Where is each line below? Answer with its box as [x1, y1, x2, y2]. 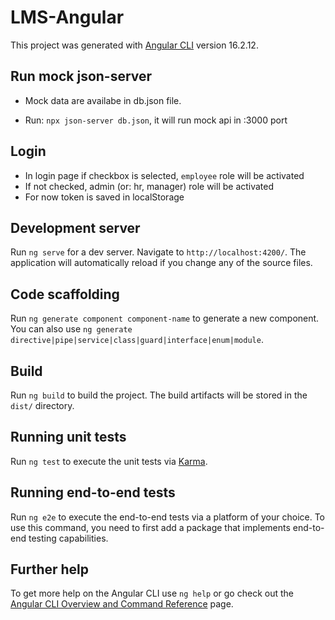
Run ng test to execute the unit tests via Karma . [10, 455, 208, 467]
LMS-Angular [10, 6, 125, 29]
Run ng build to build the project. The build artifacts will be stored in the [10, 389, 308, 401]
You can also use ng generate [10, 323, 133, 335]
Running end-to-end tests [10, 484, 176, 501]
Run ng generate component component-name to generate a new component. [10, 312, 320, 325]
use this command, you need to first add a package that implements [10, 521, 291, 533]
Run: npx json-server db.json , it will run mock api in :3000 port [24, 114, 288, 126]
